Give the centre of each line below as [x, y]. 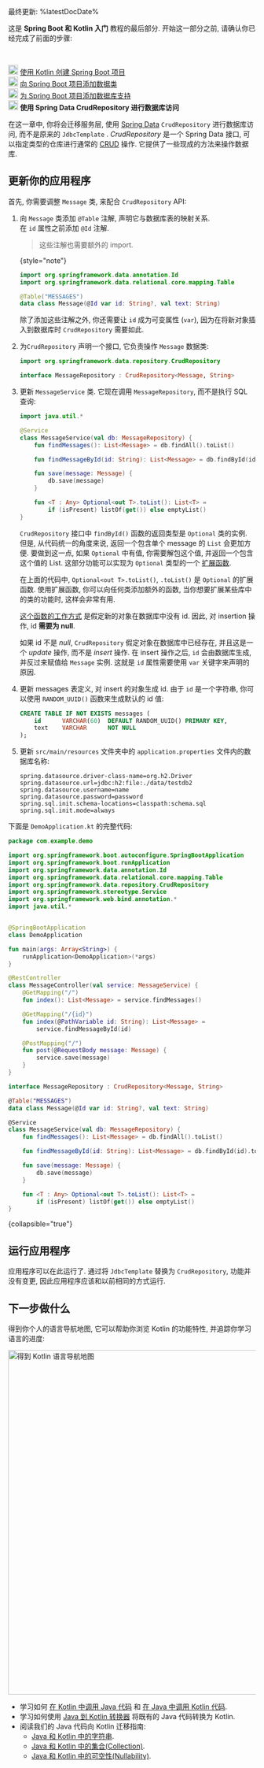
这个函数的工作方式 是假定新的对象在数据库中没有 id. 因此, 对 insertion [133, 616]
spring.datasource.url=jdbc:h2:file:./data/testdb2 [106, 783]
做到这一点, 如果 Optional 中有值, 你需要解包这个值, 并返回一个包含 [145, 553]
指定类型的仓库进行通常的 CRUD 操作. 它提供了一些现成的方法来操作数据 [132, 144]
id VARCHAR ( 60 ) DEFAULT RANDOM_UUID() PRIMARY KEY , [131, 721]
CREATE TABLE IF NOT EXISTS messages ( [85, 714]
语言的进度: [27, 1338]
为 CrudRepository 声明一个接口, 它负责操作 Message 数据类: [114, 347]
